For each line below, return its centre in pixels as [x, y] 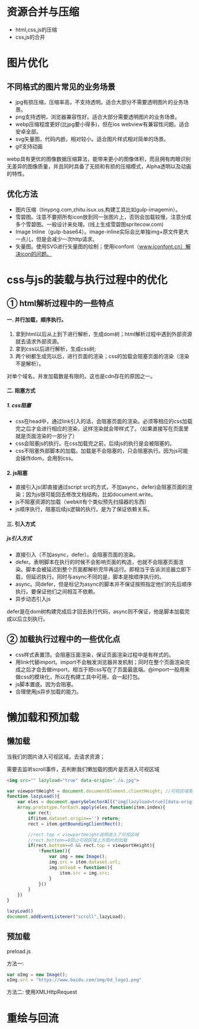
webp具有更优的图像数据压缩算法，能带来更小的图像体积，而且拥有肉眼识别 [99, 159]
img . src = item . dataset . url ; [84, 862]
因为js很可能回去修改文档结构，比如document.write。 [91, 495]
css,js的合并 [30, 37]
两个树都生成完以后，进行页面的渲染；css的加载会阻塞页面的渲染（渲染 [102, 356]
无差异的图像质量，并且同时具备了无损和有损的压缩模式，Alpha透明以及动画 [99, 166]
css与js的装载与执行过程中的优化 [87, 280]
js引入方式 [19, 538]
